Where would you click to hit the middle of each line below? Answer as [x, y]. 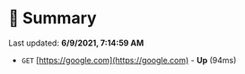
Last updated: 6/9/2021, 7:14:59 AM [76, 43]
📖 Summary [52, 18]
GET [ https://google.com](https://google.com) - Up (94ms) [129, 60]
